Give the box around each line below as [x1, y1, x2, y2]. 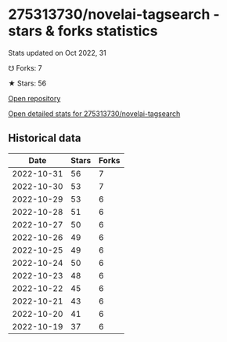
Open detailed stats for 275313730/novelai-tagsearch [8, 108, 181, 118]
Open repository [8, 93, 61, 103]
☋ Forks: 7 [8, 63, 42, 72]
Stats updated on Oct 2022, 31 [8, 48, 107, 57]
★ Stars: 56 [8, 78, 47, 88]
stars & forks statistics [8, 22, 158, 40]
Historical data [8, 132, 81, 145]
